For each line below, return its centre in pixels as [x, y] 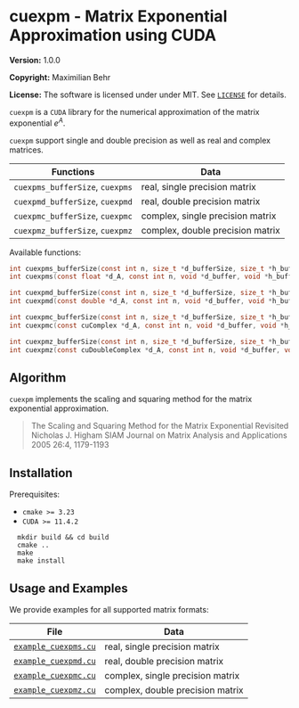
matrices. [27, 150]
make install [41, 561]
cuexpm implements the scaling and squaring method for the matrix [131, 399]
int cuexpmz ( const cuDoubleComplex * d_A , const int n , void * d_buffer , [145, 350]
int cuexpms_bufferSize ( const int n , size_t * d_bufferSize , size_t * [141, 268]
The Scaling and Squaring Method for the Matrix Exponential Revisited [160, 426]
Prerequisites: [35, 494]
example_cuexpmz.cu [55, 690]
